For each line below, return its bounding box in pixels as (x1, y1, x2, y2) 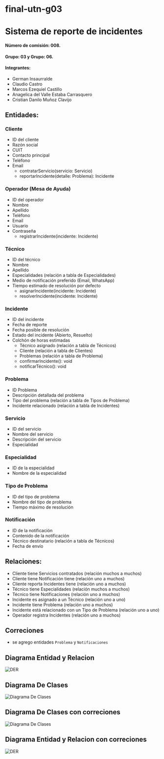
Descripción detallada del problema (12, 392, 84, 398)
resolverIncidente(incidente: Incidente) (19, 293, 98, 299)
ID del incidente (12, 317, 44, 323)
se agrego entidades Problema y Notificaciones (12, 639, 109, 645)
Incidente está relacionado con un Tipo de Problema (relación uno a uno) (12, 607, 160, 613)
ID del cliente (12, 136, 39, 143)
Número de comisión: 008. (5, 42, 61, 48)
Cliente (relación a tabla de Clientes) (19, 348, 93, 354)
